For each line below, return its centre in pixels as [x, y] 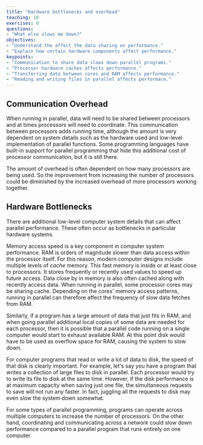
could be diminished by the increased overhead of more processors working [101, 181]
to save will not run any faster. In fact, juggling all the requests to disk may [98, 391]
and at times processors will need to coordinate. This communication [92, 125]
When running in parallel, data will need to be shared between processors [98, 118]
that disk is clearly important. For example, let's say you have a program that [101, 366]
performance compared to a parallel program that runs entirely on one [94, 429]
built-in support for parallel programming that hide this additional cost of [96, 150]
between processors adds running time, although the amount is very [92, 131]
